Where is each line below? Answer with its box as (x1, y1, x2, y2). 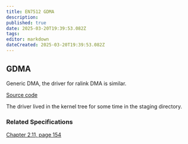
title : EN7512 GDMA (6, 8, 55, 15)
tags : (6, 31, 20, 37)
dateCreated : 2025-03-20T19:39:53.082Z (6, 42, 105, 48)
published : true (6, 20, 46, 26)
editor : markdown (6, 36, 49, 42)
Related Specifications (6, 117, 73, 126)
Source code (6, 91, 37, 98)
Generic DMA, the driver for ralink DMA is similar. (6, 80, 127, 87)
